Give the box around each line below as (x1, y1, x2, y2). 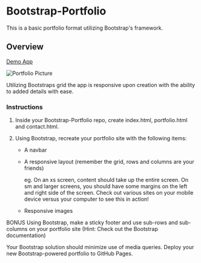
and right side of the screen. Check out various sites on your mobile (24, 189, 194, 196)
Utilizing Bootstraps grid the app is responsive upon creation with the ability (6, 81, 196, 88)
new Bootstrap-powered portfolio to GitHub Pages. (6, 250, 133, 258)
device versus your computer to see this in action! (24, 195, 150, 203)
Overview (6, 42, 44, 52)
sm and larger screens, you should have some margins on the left (24, 183, 188, 190)
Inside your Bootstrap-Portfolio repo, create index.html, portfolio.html (15, 117, 188, 124)
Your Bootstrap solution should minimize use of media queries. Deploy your (6, 244, 194, 251)
